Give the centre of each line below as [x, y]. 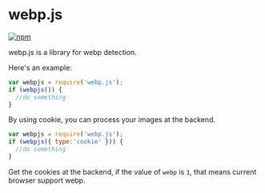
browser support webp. [47, 180]
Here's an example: [40, 67]
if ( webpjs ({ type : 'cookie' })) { [66, 142]
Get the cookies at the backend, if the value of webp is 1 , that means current [132, 171]
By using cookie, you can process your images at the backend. [112, 120]
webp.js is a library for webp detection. [73, 52]
